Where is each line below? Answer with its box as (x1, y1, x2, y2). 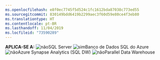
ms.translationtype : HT (5, 16, 55, 21)
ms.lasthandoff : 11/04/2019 (5, 26, 64, 31)
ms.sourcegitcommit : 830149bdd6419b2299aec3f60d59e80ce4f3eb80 (5, 12, 140, 17)
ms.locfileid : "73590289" (5, 30, 59, 35)
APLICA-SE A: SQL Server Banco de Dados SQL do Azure (5, 44, 149, 50)
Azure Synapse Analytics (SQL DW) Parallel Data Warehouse (17, 49, 156, 55)
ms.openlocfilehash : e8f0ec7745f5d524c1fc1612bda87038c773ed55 (5, 7, 140, 12)
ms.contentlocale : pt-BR (5, 21, 57, 26)
